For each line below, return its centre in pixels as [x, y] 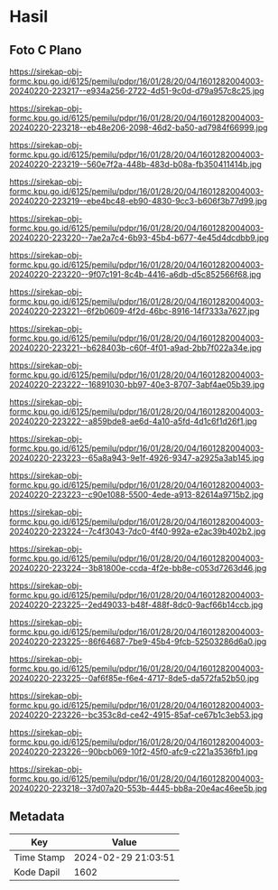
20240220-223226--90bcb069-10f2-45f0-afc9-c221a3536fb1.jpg [134, 751]
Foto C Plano [46, 50]
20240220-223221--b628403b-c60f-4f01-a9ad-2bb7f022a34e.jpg [135, 348]
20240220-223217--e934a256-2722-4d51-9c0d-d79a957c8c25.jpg [137, 91]
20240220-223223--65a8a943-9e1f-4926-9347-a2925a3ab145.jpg [137, 458]
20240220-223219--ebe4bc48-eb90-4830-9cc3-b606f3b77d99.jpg [139, 201]
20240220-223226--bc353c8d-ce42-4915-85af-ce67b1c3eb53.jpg [136, 715]
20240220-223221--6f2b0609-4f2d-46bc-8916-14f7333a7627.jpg [134, 311]
